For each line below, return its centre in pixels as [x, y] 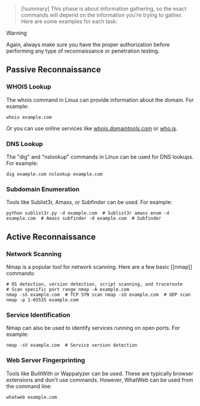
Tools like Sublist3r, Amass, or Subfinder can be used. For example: [89, 202]
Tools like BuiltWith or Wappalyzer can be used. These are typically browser [100, 373]
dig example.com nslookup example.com [54, 174]
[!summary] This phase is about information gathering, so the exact [104, 9]
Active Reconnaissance [51, 237]
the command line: [29, 386]
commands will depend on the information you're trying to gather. [101, 15]
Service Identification [38, 315]
